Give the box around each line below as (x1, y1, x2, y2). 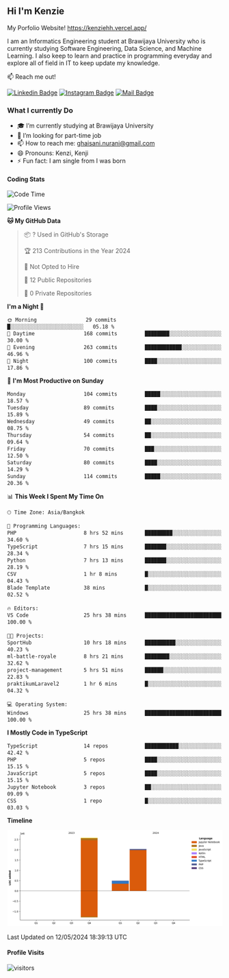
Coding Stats (7, 175, 45, 183)
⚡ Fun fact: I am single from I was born (16, 157, 126, 165)
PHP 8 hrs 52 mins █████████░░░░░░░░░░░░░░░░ (7, 529, 222, 537)
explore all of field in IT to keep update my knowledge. (7, 58, 161, 67)
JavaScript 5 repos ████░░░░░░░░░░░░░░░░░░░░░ (7, 770, 222, 777)
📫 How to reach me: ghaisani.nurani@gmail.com (16, 139, 155, 147)
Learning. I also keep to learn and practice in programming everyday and (7, 51, 212, 60)
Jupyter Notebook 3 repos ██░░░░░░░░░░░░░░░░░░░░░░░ (7, 784, 222, 791)
